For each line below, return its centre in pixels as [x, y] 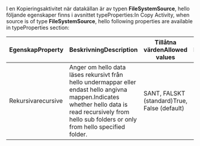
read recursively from [99, 112]
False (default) [164, 108]
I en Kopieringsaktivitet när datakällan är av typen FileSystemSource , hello [98, 9]
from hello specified [97, 127]
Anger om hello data [98, 67]
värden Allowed [165, 50]
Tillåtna [165, 42]
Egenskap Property [36, 50]
